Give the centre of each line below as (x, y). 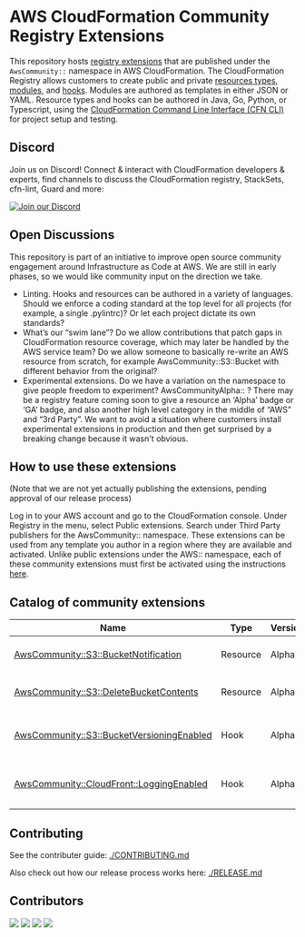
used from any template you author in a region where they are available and (151, 545)
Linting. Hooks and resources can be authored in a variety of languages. (157, 293)
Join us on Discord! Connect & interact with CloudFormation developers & (147, 169)
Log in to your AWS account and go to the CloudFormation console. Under (148, 516)
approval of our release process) (70, 498)
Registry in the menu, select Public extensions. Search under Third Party (145, 526)
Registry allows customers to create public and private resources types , (144, 80)
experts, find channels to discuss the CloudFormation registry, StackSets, (147, 179)
